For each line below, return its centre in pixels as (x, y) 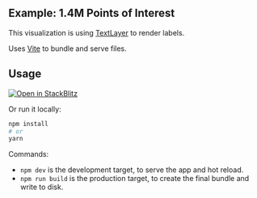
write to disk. (42, 187)
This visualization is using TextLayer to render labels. (97, 32)
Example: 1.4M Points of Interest (92, 13)
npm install (28, 124)
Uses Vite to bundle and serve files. (67, 48)
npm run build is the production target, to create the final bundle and (135, 179)
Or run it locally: (35, 109)
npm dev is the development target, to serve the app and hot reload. (132, 170)
